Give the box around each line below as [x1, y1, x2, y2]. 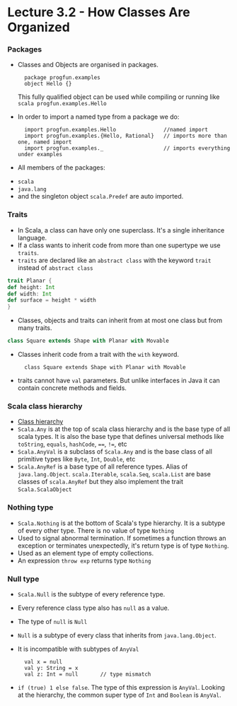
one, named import [17, 139, 72, 146]
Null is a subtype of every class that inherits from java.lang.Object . [17, 630, 217, 640]
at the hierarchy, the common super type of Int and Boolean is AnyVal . [17, 690, 221, 699]
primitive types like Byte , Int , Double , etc [17, 455, 136, 464]
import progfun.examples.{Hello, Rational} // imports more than [24, 132, 228, 140]
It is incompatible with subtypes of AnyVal [17, 645, 139, 653]
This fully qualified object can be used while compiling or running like [17, 93, 220, 101]
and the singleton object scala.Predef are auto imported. [17, 192, 184, 201]
